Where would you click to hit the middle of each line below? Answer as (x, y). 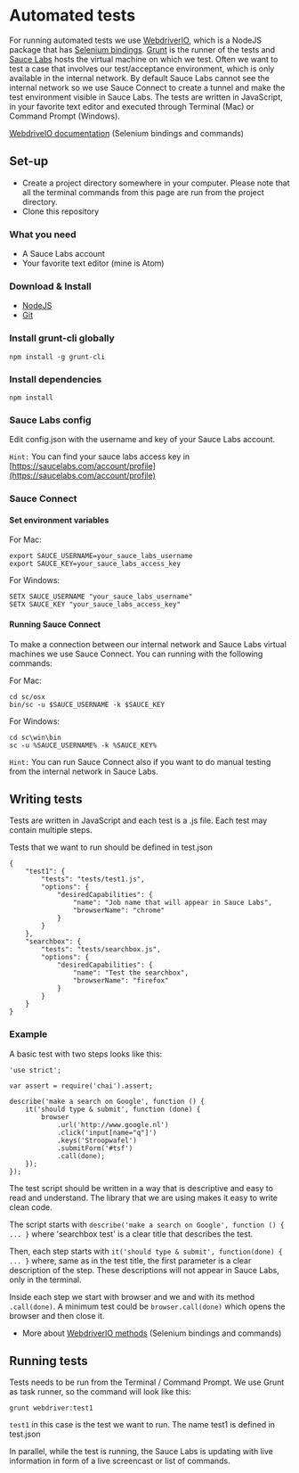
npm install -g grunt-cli (57, 357)
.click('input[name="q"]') (107, 1132)
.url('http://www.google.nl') (113, 1124)
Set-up (29, 161)
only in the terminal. (45, 1280)
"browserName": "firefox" (121, 981)
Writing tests (46, 799)
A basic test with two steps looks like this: (86, 1054)
